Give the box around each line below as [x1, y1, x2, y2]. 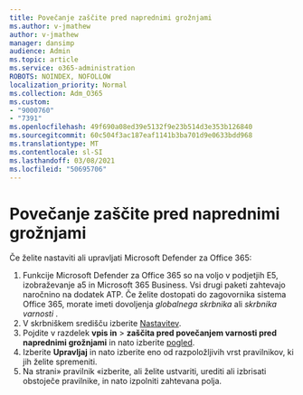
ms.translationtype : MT [9, 139, 99, 148]
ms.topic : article [9, 55, 79, 64]
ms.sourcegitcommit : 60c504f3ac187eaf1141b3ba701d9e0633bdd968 [9, 131, 253, 140]
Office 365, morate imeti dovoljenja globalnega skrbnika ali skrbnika [22, 299, 278, 310]
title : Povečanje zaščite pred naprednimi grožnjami [9, 13, 213, 23]
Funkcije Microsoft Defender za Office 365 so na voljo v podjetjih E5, [22, 270, 279, 281]
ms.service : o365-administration [9, 64, 136, 73]
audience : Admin [9, 47, 71, 56]
